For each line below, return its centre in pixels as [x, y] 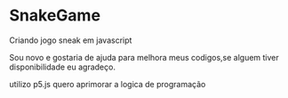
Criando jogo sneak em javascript [71, 40]
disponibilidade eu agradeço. [62, 67]
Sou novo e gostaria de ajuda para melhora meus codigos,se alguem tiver [144, 57]
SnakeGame [55, 16]
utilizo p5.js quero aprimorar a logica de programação [108, 84]
